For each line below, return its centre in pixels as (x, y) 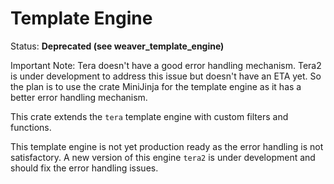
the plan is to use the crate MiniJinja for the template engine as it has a (156, 86)
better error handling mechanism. (79, 97)
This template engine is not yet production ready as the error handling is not (167, 146)
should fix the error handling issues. (84, 168)
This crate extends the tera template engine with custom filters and (149, 116)
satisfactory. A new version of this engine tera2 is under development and (163, 157)
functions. (31, 127)
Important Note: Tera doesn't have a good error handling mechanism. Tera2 (166, 65)
